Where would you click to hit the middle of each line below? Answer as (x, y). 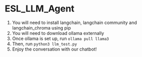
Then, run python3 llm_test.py (44, 43)
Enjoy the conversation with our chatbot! (54, 49)
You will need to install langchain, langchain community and (75, 22)
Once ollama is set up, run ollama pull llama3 (61, 38)
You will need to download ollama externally (58, 33)
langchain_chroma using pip (42, 27)
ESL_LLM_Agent (40, 9)
